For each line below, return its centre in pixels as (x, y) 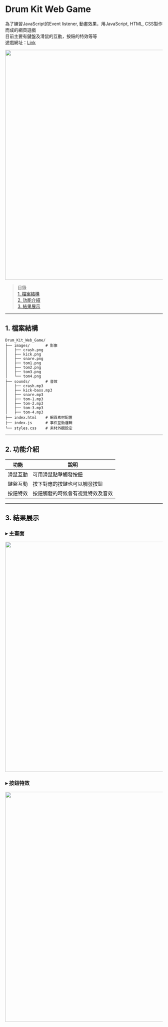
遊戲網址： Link (20, 42)
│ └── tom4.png (23, 376)
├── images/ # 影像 (31, 346)
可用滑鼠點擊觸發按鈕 (58, 474)
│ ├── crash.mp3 (24, 386)
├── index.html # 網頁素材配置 (39, 417)
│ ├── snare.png (24, 359)
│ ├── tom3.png (23, 372)
